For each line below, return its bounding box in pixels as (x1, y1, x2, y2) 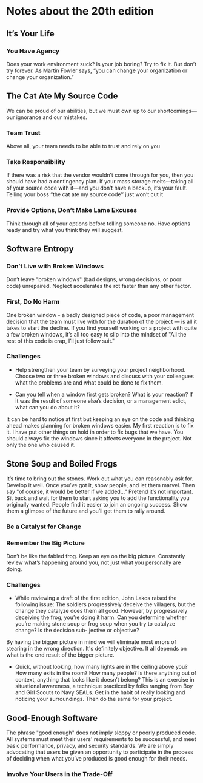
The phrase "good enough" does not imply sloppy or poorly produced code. (6, 729, 196, 736)
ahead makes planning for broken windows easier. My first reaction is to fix (6, 422, 194, 429)
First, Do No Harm (6, 298, 60, 306)
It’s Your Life (6, 29, 55, 39)
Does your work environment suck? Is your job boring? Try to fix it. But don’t (6, 60, 197, 67)
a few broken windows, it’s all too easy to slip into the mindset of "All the (6, 330, 187, 338)
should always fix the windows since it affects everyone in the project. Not (6, 434, 192, 442)
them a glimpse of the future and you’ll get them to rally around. (6, 507, 165, 515)
